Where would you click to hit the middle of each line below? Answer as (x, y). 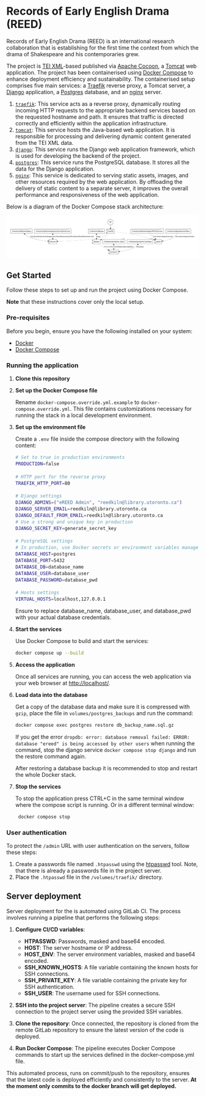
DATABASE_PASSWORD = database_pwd (56, 580)
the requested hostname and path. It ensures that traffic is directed (99, 117)
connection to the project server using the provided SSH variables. (99, 1011)
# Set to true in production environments (70, 458)
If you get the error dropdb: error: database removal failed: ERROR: (103, 737)
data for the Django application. (55, 169)
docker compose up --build (49, 653)
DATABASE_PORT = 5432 (40, 561)
